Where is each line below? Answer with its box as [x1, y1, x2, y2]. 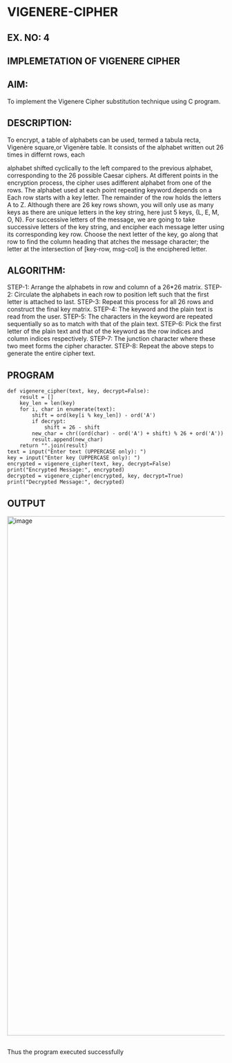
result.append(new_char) [32, 436, 104, 443]
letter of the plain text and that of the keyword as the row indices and [7, 327, 204, 336]
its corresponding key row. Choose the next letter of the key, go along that [7, 230, 219, 238]
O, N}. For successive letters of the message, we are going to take [7, 215, 195, 224]
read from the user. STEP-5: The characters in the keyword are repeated [7, 312, 213, 321]
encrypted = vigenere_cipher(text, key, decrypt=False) [7, 461, 171, 467]
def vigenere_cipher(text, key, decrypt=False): [7, 388, 150, 395]
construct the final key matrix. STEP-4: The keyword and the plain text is [7, 305, 213, 314]
